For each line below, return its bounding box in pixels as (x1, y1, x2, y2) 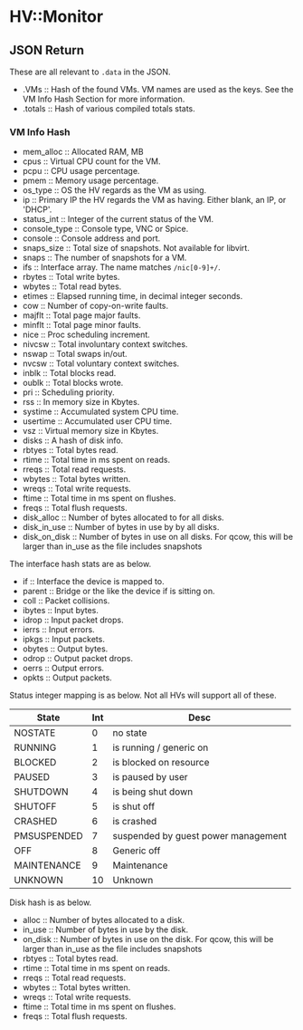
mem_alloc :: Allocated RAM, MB (22, 147, 144, 158)
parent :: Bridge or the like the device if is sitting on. (22, 586, 215, 597)
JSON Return (9, 43, 84, 58)
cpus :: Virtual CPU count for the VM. (22, 156, 161, 167)
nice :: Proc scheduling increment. (22, 329, 151, 341)
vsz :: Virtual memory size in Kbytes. (22, 426, 159, 437)
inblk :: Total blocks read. (22, 368, 117, 379)
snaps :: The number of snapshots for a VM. (22, 252, 187, 264)
